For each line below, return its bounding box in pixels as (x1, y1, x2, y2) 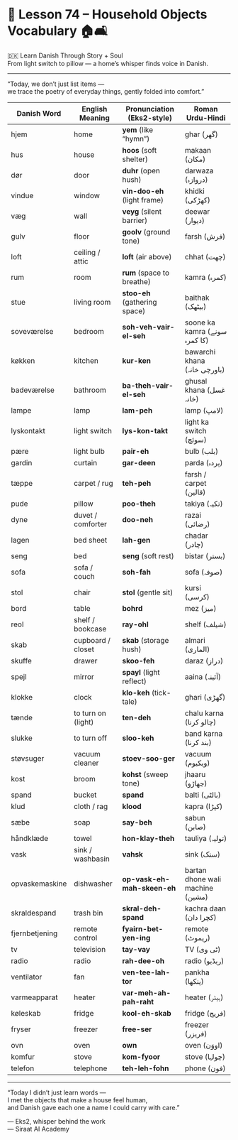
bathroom (74, 385, 106, 395)
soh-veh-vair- (122, 322, 175, 332)
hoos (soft (122, 145, 157, 155)
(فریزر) (184, 1028, 208, 1038)
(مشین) (184, 891, 209, 901)
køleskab (11, 1008, 41, 1018)
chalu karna (184, 708, 225, 718)
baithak (184, 293, 210, 303)
